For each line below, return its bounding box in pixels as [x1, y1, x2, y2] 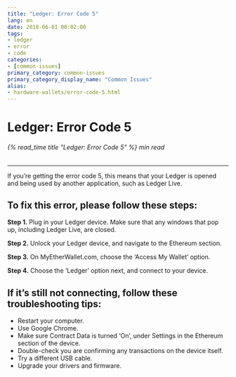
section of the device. [17, 339, 81, 347]
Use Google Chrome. [17, 324, 79, 333]
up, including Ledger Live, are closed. [7, 225, 117, 234]
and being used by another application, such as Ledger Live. [7, 179, 183, 187]
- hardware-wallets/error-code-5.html [7, 89, 121, 96]
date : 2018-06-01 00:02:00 [7, 23, 86, 30]
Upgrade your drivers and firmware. [17, 361, 122, 370]
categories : [7, 56, 42, 63]
